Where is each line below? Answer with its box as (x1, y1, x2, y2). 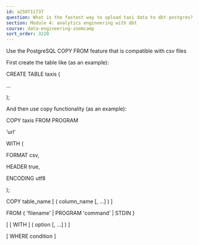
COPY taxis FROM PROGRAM (6, 117, 79, 124)
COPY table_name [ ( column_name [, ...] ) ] (6, 198, 113, 205)
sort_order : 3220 (6, 31, 49, 37)
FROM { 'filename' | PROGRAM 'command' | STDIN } (6, 210, 135, 217)
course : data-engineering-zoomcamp (6, 25, 95, 32)
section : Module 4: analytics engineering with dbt (6, 20, 137, 26)
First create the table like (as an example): (6, 59, 109, 66)
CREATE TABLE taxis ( (6, 71, 61, 78)
